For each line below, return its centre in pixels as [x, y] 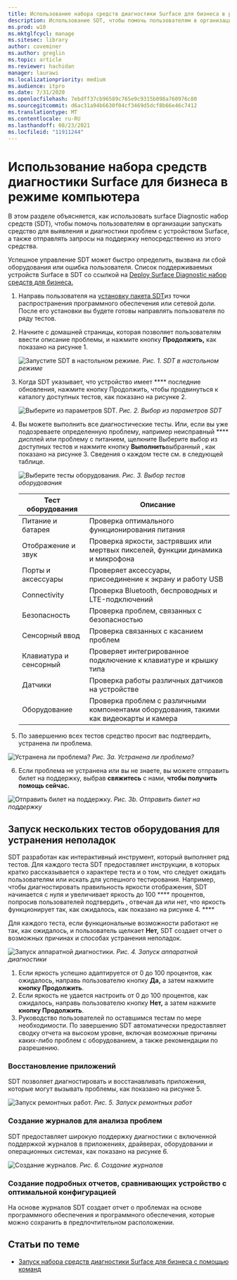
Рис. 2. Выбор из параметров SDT [171, 410]
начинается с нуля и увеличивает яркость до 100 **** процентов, [107, 895]
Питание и [39, 521]
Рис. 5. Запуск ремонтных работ [143, 1103]
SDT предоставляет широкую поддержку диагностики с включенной [112, 1136]
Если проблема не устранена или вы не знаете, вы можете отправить [123, 771]
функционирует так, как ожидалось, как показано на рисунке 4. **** [111, 910]
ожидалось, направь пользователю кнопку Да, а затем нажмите [116, 980]
